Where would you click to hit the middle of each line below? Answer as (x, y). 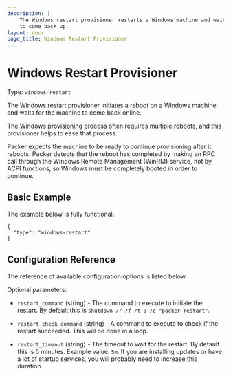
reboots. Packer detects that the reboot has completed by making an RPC (111, 154)
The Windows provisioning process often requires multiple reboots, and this (114, 126)
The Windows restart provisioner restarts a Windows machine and (115, 20)
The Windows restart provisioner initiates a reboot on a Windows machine (112, 106)
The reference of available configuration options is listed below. (97, 276)
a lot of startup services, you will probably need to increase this (107, 359)
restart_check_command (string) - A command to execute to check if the (118, 323)
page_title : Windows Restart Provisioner (67, 39)
